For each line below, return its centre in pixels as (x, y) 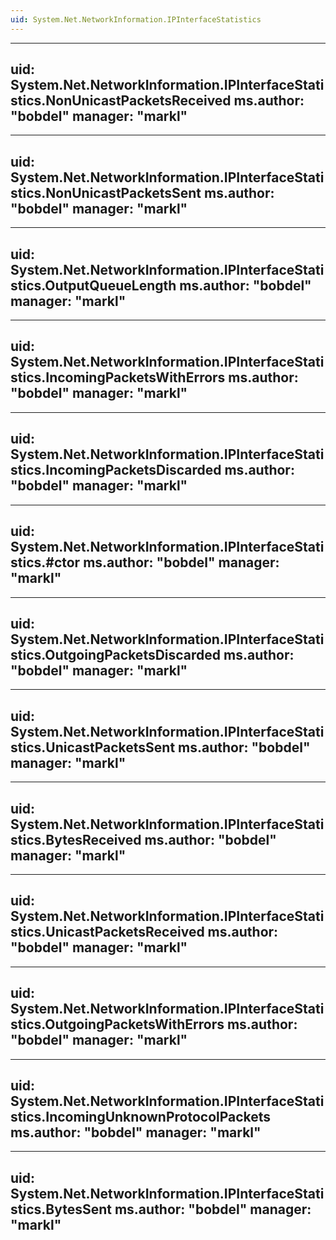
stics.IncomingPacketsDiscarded (116, 470)
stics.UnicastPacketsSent (93, 747)
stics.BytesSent (61, 1209)
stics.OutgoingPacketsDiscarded (116, 654)
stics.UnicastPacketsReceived (107, 932)
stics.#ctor (45, 562)
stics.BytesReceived (76, 839)
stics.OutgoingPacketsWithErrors (117, 1024)
